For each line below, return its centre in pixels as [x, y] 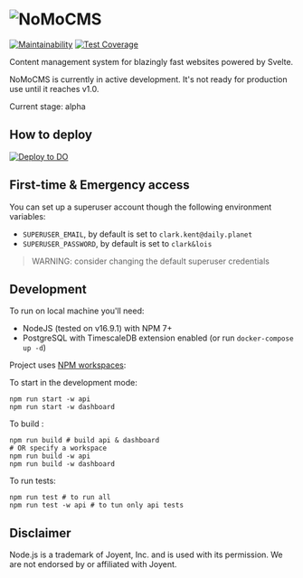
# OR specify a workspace [58, 448]
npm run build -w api [50, 456]
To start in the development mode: [73, 383]
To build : [27, 424]
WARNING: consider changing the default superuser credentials [150, 261]
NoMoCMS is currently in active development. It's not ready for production [148, 79]
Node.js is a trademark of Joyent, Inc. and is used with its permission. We [146, 555]
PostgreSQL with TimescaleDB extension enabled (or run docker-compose [158, 338]
